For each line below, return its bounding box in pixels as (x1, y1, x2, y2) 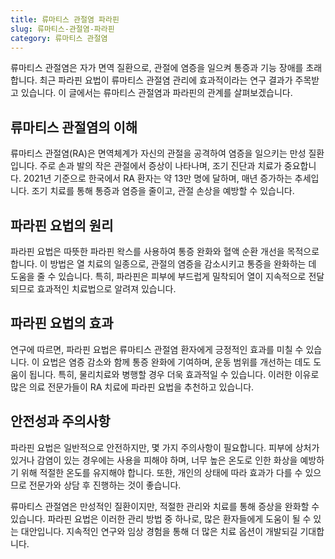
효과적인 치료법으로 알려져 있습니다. (36, 283, 177, 295)
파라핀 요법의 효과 (10, 315, 114, 332)
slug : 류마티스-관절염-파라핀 (10, 24, 115, 34)
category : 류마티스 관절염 (10, 33, 108, 43)
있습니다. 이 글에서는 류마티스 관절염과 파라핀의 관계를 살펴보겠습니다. (20, 87, 293, 99)
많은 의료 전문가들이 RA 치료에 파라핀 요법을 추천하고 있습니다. (10, 381, 255, 393)
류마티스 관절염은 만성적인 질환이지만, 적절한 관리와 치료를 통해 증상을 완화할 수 (10, 500, 320, 512)
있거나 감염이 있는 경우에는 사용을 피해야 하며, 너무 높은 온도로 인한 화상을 (10, 454, 298, 466)
